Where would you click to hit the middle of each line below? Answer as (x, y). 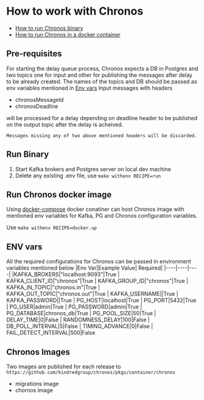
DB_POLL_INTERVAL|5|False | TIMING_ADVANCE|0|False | (80, 326)
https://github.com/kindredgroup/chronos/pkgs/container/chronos (91, 373)
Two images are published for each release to (64, 366)
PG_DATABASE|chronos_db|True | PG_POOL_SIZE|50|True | (81, 313)
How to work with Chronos (75, 11)
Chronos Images (38, 352)
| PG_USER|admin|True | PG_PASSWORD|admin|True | (74, 307)
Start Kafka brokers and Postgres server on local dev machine (93, 169)
